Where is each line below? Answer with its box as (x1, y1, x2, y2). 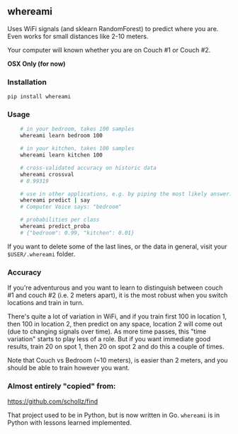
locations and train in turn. (7, 299, 84, 307)
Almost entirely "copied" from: (7, 382, 116, 391)
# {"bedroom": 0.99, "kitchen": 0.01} (20, 229, 135, 236)
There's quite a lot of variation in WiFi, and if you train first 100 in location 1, (7, 312, 227, 321)
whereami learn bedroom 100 (20, 132, 103, 139)
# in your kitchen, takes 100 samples (20, 145, 135, 152)
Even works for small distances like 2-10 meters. (7, 32, 149, 40)
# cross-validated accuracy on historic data (20, 164, 157, 171)
